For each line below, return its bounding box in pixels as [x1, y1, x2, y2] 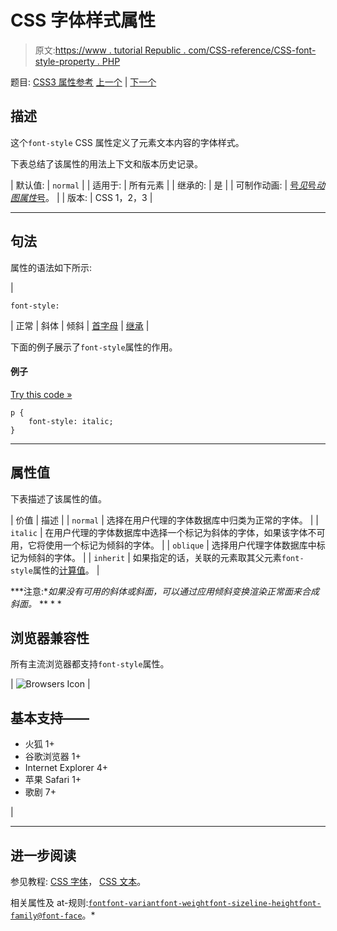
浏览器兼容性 [10, 629, 90, 646]
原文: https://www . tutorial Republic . [34, 44, 187, 56]
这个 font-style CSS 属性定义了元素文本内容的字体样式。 [10, 136, 245, 148]
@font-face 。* [36, 909, 96, 921]
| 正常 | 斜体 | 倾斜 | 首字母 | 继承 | [10, 319, 150, 331]
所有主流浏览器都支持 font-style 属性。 [10, 658, 170, 670]
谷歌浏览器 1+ [24, 751, 82, 763]
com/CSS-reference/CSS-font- [188, 44, 317, 56]
